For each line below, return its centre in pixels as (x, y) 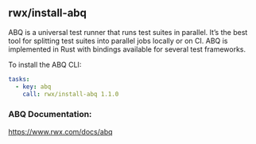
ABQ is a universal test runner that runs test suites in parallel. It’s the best (128, 32)
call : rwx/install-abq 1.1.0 (71, 94)
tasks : (19, 79)
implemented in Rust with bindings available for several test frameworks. (127, 49)
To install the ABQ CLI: (45, 64)
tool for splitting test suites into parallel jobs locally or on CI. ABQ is (118, 41)
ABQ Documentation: (50, 115)
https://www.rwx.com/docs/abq (60, 131)
